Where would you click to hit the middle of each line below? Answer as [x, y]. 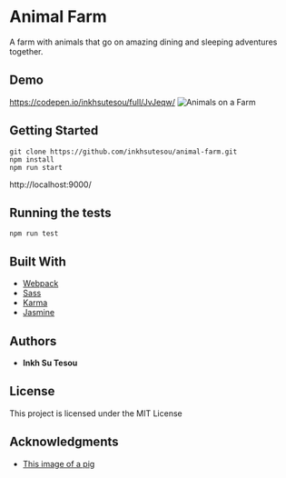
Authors [33, 341]
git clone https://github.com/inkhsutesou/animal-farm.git [123, 152]
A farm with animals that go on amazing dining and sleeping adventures [143, 42]
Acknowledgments [64, 442]
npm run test [34, 234]
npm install [32, 159]
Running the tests [60, 212]
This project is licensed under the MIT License [96, 413]
